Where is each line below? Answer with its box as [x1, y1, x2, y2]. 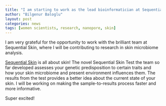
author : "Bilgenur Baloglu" [5, 12, 63, 17]
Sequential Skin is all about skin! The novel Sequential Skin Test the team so [5, 59, 160, 65]
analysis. [5, 50, 23, 56]
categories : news [5, 21, 41, 26]
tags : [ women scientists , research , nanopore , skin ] [5, 26, 116, 31]
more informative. [5, 86, 41, 92]
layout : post [5, 16, 32, 21]
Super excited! [5, 95, 35, 102]
